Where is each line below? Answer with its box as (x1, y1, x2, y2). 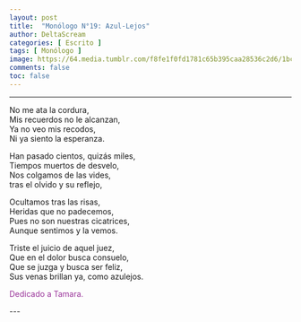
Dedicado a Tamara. (9, 288, 84, 299)
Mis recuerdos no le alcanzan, (9, 114, 121, 125)
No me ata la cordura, (9, 104, 90, 115)
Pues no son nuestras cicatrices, (9, 215, 130, 226)
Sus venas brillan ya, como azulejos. (9, 271, 144, 282)
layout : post (9, 13, 58, 22)
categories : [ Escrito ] (9, 38, 102, 48)
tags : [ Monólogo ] (9, 47, 82, 56)
